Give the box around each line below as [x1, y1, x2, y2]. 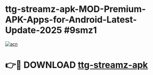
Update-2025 [5, 25, 62, 36]
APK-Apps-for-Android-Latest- [5, 14, 137, 25]
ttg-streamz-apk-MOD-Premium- [5, 3, 146, 15]
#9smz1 [64, 25, 97, 36]
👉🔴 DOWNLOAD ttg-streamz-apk [5, 60, 148, 71]
